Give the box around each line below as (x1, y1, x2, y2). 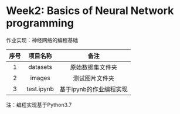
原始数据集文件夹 (70, 63, 117, 71)
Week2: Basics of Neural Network (6, 4, 174, 18)
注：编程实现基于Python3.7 (6, 101, 72, 108)
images (30, 74, 51, 82)
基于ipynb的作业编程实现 (59, 85, 128, 93)
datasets (28, 63, 53, 71)
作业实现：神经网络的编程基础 (6, 36, 78, 43)
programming (6, 16, 74, 30)
